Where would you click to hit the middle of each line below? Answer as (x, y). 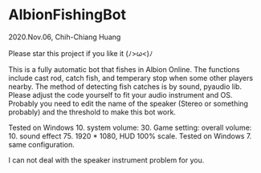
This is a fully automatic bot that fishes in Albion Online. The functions (124, 69)
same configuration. (41, 144)
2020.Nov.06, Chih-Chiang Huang (65, 37)
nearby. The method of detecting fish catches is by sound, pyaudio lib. (125, 86)
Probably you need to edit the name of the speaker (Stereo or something (128, 103)
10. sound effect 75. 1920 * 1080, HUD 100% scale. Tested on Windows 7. (130, 136)
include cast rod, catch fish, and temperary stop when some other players (131, 78)
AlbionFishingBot (67, 15)
